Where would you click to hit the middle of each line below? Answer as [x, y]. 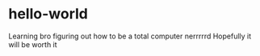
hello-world [48, 14]
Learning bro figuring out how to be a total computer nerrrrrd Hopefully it [130, 36]
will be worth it [33, 44]
